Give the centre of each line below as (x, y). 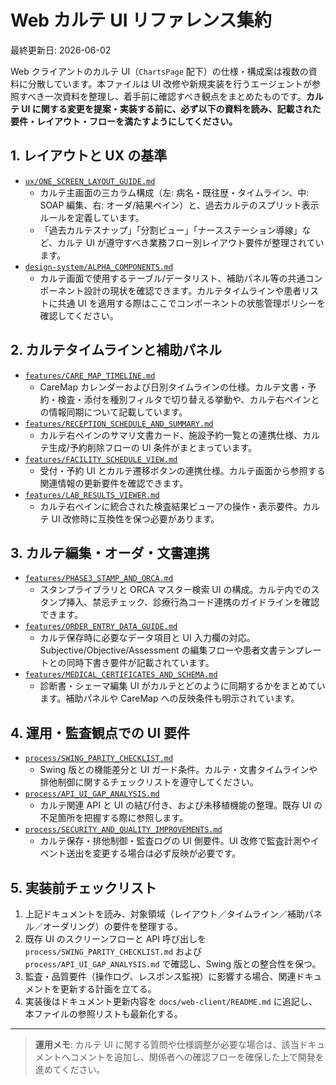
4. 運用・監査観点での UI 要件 (100, 732)
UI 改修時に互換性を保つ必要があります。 (135, 518)
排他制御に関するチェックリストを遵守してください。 (149, 782)
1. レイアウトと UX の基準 (89, 156)
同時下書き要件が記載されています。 (140, 663)
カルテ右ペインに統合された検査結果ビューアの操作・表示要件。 (171, 506)
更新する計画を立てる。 (108, 989)
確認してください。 (79, 315)
